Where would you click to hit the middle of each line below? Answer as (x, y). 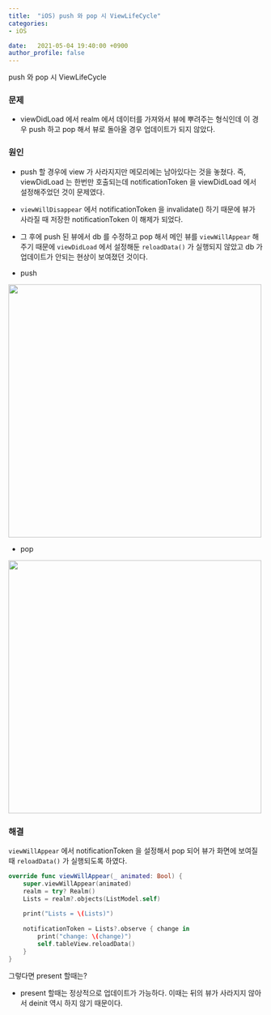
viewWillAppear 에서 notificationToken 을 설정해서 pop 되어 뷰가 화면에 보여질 (133, 851)
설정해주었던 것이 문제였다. (62, 192)
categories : (28, 23)
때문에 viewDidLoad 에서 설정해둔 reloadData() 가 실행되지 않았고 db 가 (149, 246)
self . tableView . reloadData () (87, 944)
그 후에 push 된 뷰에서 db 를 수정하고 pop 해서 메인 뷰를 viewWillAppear (135, 237)
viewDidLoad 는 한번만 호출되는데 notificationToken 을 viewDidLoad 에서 (138, 181)
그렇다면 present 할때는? (48, 975)
